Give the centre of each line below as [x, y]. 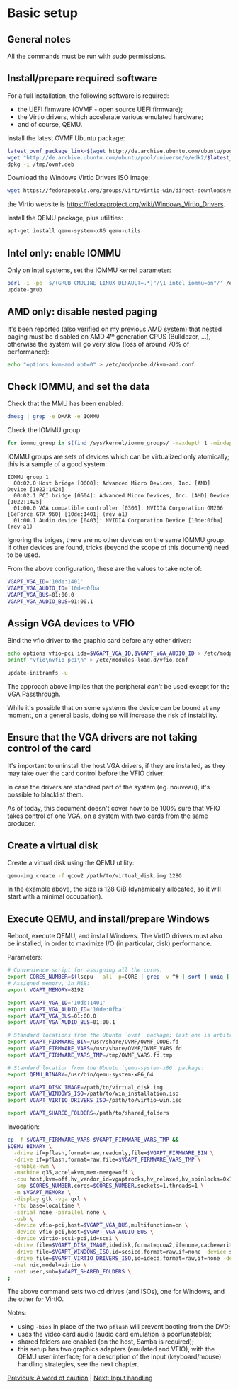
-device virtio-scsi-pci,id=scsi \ [66, 1239]
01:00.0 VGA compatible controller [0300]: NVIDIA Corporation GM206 [118, 508]
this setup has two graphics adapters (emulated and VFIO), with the [116, 1349]
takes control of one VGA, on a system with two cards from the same [108, 816]
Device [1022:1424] [36, 490]
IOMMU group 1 [28, 477]
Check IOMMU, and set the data [79, 387]
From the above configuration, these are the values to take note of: [105, 569]
